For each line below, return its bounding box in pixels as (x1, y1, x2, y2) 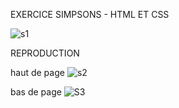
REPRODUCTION (10, 47, 80, 59)
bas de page (10, 86, 62, 98)
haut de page (10, 67, 65, 78)
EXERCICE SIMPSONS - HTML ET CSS (10, 9, 170, 20)
